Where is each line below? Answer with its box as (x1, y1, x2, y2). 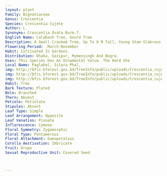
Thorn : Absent (5, 95, 35, 100)
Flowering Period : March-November (5, 44, 79, 49)
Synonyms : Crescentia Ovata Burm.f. (5, 30, 81, 35)
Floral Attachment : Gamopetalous (5, 136, 75, 141)
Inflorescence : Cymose (5, 122, 52, 127)
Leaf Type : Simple (5, 109, 43, 114)
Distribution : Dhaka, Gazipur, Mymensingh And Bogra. (5, 53, 119, 59)
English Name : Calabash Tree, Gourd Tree (5, 35, 92, 40)
